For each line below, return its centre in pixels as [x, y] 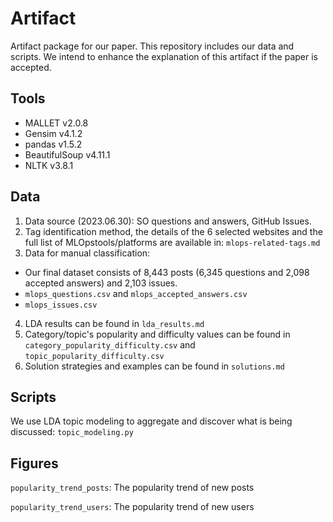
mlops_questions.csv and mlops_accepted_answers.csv [136, 293]
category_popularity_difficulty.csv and [110, 344]
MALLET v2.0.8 [56, 123]
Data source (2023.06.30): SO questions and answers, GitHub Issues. [168, 221]
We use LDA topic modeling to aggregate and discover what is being [151, 421]
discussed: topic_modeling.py [72, 432]
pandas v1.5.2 [53, 144]
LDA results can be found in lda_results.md [114, 323]
